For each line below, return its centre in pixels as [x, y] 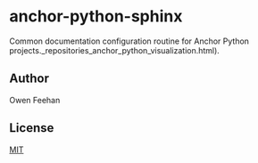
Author [29, 79]
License [32, 128]
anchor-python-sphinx [96, 16]
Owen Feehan [35, 100]
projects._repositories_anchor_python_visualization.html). [115, 50]
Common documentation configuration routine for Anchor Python [129, 41]
